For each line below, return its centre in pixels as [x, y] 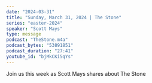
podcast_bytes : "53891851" [40, 46]
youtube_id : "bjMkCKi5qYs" [40, 57]
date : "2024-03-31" [31, 12]
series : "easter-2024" [34, 23]
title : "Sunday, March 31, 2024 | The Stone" [64, 17]
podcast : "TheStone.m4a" [37, 40]
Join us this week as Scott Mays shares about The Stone [76, 73]
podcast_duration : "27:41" [40, 51]
